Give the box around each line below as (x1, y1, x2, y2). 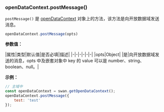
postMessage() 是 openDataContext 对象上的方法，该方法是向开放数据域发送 (5, 16, 160, 22)
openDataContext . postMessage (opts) (5, 31, 78, 37)
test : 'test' (14, 98, 41, 103)
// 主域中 (5, 84, 23, 89)
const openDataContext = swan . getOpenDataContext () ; (5, 89, 116, 94)
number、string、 (108, 58, 144, 64)
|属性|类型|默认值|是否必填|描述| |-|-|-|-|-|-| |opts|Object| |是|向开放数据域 (5, 52, 155, 57)
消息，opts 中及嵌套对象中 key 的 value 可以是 (13, 58, 107, 64)
